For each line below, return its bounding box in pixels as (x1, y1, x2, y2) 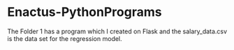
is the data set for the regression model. (7, 34, 122, 42)
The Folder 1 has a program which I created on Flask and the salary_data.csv (7, 27, 228, 35)
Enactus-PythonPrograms (7, 4, 162, 20)
